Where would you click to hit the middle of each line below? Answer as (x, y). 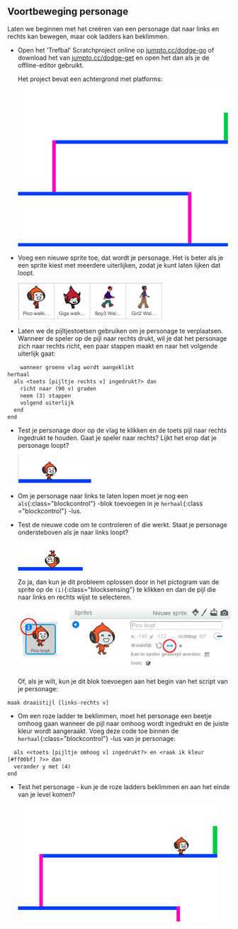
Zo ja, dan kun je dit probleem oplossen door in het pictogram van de (118, 582)
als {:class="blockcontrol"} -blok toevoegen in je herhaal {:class (110, 503)
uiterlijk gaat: (36, 353)
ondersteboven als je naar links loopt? (73, 532)
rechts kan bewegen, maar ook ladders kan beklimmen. (88, 36)
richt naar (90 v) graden (58, 389)
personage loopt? (43, 445)
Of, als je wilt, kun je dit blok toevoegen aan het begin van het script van (123, 681)
